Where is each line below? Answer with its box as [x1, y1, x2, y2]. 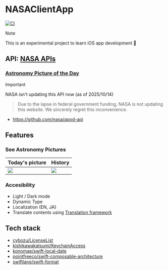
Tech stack [5, 224, 41, 233]
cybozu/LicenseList [12, 237, 53, 244]
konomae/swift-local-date [12, 248, 67, 254]
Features [5, 131, 34, 140]
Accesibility [5, 181, 35, 188]
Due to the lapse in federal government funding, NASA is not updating [17, 101, 163, 107]
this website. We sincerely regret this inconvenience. [17, 106, 128, 112]
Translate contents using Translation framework [12, 209, 112, 215]
